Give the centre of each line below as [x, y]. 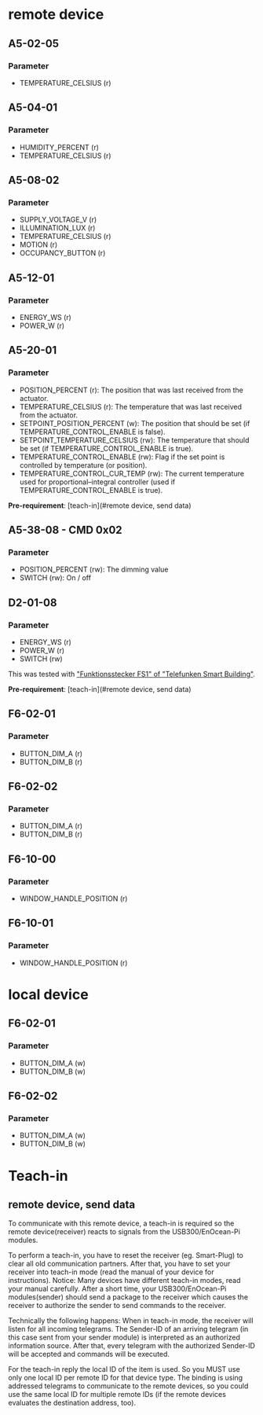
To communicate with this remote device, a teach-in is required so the [121, 1223]
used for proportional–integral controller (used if [97, 482]
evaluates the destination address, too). [72, 1403]
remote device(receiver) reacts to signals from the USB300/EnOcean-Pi [124, 1232]
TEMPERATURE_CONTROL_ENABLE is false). [92, 432]
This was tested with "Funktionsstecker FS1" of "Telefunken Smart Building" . [131, 674]
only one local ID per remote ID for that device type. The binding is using [126, 1378]
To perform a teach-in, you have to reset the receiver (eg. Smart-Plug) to [126, 1255]
